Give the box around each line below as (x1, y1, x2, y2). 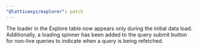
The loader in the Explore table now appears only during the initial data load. (6, 25, 193, 32)
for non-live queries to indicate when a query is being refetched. (6, 37, 164, 44)
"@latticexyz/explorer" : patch (6, 8, 84, 15)
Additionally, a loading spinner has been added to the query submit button (6, 31, 187, 38)
